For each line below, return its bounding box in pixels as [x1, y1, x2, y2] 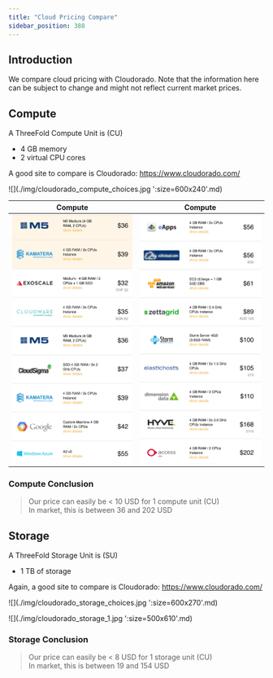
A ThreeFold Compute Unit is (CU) [8, 129, 123, 138]
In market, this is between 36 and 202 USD [28, 505, 173, 515]
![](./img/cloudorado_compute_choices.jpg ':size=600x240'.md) [8, 184, 223, 195]
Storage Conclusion [8, 634, 89, 645]
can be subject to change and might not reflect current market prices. [8, 83, 242, 93]
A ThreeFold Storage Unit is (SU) [8, 550, 118, 561]
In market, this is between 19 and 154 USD [28, 661, 170, 671]
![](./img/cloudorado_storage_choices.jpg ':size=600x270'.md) [8, 598, 218, 608]
